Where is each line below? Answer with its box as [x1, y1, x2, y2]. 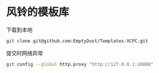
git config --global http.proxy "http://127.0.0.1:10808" [6, 61, 154, 67]
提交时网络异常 [6, 49, 43, 56]
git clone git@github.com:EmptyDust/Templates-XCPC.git [6, 38, 148, 44]
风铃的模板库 [6, 5, 70, 19]
